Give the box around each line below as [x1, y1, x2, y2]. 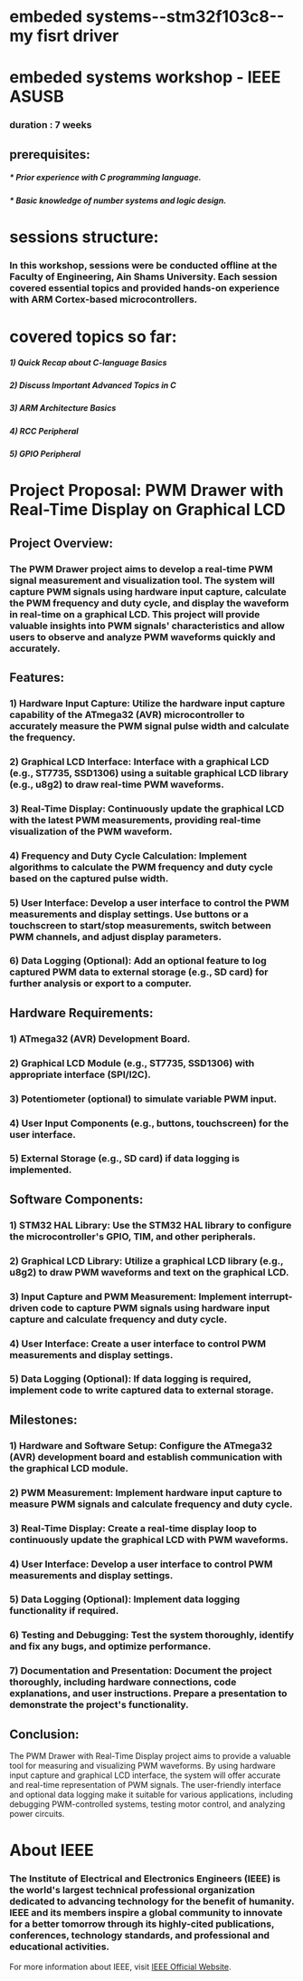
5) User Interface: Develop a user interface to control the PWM [9, 896, 289, 908]
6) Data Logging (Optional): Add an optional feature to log [9, 955, 267, 967]
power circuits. [9, 1809, 65, 1820]
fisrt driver [36, 25, 119, 46]
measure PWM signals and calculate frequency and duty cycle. [9, 1498, 293, 1510]
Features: [9, 669, 65, 685]
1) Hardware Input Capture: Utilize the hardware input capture [9, 696, 286, 709]
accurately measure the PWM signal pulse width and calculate [9, 719, 289, 732]
